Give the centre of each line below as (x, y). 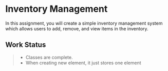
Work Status (26, 45)
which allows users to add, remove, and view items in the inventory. (77, 28)
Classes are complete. (49, 57)
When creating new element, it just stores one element (83, 63)
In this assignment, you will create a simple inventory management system (84, 23)
